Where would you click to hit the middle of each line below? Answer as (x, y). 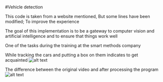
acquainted (16, 60)
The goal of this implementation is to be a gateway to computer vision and (80, 31)
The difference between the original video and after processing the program (82, 69)
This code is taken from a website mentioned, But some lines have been (78, 16)
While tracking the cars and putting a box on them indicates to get (72, 55)
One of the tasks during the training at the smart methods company (73, 45)
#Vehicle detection (24, 7)
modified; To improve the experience (42, 22)
